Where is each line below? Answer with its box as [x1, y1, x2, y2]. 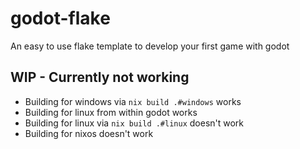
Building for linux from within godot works [24, 106, 198, 118]
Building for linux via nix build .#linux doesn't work [24, 117, 245, 129]
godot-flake [10, 7, 111, 30]
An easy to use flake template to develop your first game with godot [10, 40, 290, 52]
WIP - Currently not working [10, 69, 190, 86]
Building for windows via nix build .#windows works [24, 95, 242, 107]
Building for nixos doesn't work [24, 127, 154, 139]
